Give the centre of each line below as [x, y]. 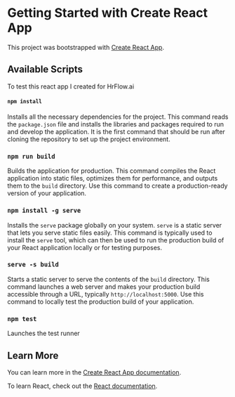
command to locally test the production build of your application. [101, 301]
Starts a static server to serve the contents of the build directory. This [109, 279]
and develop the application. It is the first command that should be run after [116, 131]
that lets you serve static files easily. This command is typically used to [110, 233]
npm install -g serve [44, 211]
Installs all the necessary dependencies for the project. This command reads [118, 117]
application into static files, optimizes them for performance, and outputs [113, 178]
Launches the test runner [44, 333]
